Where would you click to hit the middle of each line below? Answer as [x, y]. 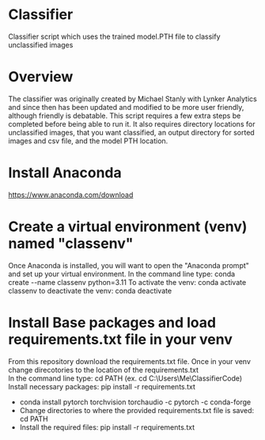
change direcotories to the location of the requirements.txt [104, 370]
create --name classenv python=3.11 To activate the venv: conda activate [127, 282]
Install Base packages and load [112, 322]
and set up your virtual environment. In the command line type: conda [122, 274]
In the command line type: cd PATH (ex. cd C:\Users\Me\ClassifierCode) [125, 378]
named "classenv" [71, 244]
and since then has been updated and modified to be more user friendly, [126, 107]
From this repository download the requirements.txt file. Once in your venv [129, 361]
